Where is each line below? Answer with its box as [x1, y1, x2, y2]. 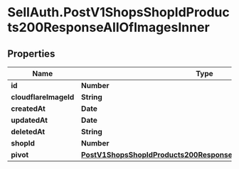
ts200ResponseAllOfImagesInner [7, 19, 210, 36]
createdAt [11, 104, 46, 114]
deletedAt [11, 127, 46, 136]
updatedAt [11, 115, 48, 125]
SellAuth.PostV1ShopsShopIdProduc [7, 4, 230, 21]
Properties [7, 48, 55, 60]
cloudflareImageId [11, 92, 75, 102]
